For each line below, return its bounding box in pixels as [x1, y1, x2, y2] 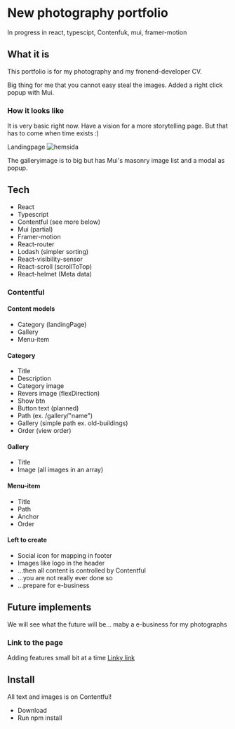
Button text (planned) [17, 404, 79, 413]
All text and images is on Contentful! [7, 693, 112, 701]
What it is [7, 48, 50, 60]
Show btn [17, 396, 46, 405]
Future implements [7, 601, 92, 613]
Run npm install [17, 714, 62, 722]
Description [17, 374, 51, 383]
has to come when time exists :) [7, 129, 100, 138]
